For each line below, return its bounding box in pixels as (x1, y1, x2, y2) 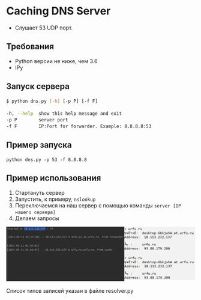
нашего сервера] (14, 209, 56, 215)
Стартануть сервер (14, 189, 65, 196)
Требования (6, 41, 54, 52)
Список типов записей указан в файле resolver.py (6, 287, 134, 294)
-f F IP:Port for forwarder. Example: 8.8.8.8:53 (6, 123, 152, 130)
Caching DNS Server (6, 4, 111, 18)
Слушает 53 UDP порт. (14, 24, 73, 31)
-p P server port (6, 117, 68, 123)
